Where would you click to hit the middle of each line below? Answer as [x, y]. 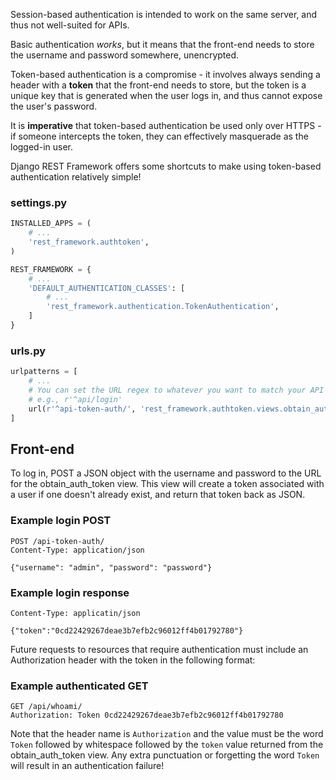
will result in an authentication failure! [87, 766]
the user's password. [54, 106]
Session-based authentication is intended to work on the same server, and [164, 14]
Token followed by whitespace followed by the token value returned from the [167, 745]
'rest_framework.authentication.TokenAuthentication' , [163, 307]
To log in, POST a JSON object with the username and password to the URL [166, 473]
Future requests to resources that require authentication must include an [159, 649]
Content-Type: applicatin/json [75, 613]
